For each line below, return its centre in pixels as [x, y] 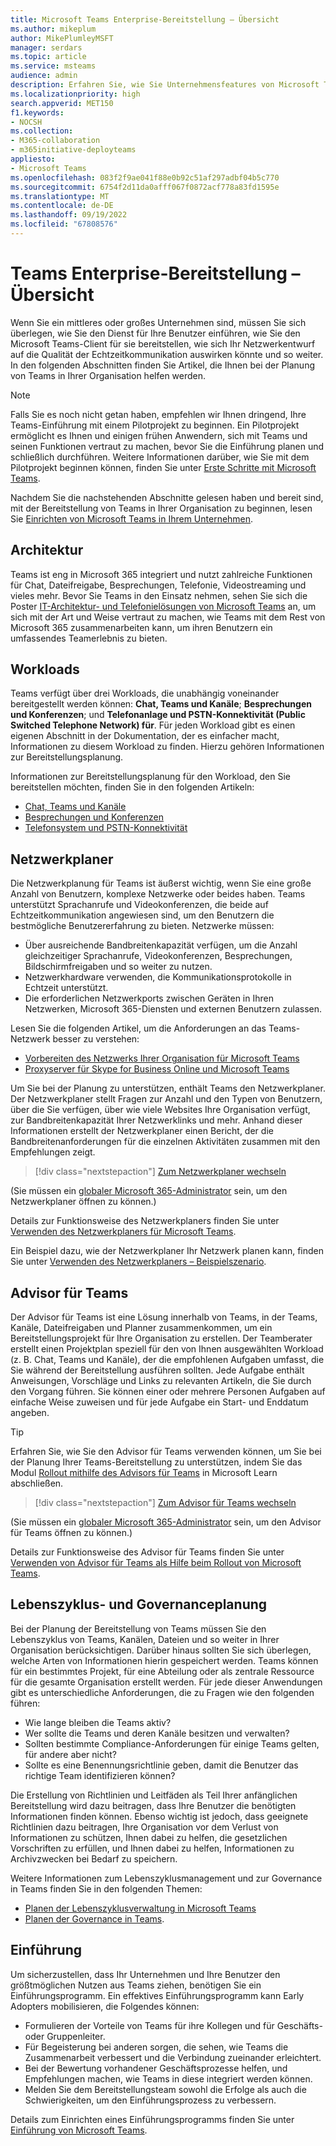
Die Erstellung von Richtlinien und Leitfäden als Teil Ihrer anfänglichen [154, 1795]
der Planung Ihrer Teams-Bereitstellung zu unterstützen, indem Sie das [156, 1462]
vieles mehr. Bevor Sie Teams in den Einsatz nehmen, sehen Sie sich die [159, 595]
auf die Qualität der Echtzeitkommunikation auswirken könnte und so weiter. [167, 354]
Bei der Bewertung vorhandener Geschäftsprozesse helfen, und [156, 2068]
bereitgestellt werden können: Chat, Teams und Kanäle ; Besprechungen [161, 704]
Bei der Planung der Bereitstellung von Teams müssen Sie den [138, 1628]
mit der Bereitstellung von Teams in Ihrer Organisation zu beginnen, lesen [161, 508]
